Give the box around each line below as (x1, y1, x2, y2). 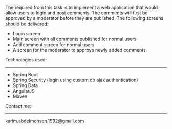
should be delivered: (5, 20, 49, 27)
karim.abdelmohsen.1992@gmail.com (5, 118, 84, 124)
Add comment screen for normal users (12, 41, 95, 48)
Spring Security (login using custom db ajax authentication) (12, 77, 138, 83)
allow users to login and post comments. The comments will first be (5, 10, 148, 16)
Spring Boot (12, 72, 38, 77)
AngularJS (12, 88, 35, 94)
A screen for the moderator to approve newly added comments (12, 47, 146, 53)
